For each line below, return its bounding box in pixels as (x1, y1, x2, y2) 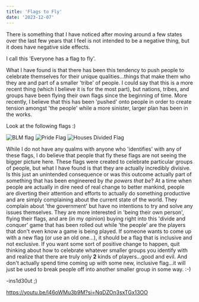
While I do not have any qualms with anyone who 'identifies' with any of (6, 145, 182, 152)
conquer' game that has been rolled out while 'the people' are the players (6, 221, 186, 228)
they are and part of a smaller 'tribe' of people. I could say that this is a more (6, 79, 194, 86)
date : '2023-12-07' (6, 14, 55, 20)
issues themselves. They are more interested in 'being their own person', (6, 208, 184, 216)
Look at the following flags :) (6, 122, 76, 129)
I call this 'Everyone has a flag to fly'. (6, 55, 96, 62)
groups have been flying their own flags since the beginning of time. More (6, 92, 188, 99)
